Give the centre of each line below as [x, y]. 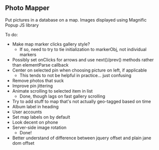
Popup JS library [22, 25]
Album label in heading [35, 106]
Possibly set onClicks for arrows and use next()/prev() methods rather [83, 60]
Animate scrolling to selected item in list [53, 91]
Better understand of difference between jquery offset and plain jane [82, 138]
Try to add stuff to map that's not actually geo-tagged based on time [81, 101]
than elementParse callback [40, 65]
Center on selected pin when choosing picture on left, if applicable [79, 70]
